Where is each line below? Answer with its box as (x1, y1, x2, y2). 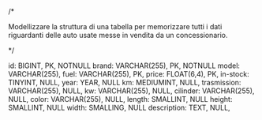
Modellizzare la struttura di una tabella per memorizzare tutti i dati (8, 22, 223, 31)
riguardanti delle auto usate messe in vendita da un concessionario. (8, 31, 228, 39)
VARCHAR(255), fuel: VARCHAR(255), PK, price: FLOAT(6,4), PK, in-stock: (8, 69, 250, 78)
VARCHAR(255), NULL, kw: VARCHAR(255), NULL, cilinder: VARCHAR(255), (8, 86, 255, 96)
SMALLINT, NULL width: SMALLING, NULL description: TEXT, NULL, (8, 103, 230, 112)
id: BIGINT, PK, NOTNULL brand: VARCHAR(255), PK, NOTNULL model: (8, 61, 241, 70)
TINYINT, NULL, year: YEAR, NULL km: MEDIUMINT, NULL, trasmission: (8, 78, 241, 87)
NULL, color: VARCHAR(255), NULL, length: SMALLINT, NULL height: (8, 95, 233, 103)
